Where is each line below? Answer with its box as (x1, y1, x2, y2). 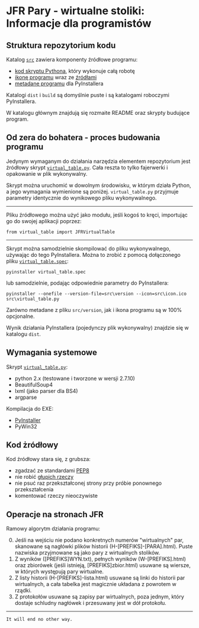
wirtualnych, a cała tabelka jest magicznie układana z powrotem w (14, 581, 176, 588)
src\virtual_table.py (6, 296, 60, 302)
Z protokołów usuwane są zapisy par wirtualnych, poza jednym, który (14, 593, 185, 600)
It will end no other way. (6, 617, 73, 623)
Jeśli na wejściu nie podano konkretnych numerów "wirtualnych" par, (14, 537, 184, 544)
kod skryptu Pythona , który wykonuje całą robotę (14, 67, 135, 75)
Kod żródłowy (6, 440, 59, 450)
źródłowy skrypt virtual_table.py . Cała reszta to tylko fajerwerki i (6, 164, 168, 171)
